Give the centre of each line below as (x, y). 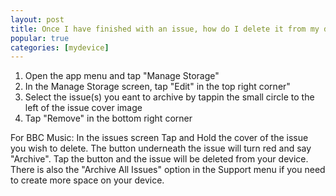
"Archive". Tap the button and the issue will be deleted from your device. (159, 159)
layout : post (37, 19)
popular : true (40, 38)
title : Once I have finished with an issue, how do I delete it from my (165, 29)
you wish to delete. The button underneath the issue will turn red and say (161, 148)
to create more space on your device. (87, 180)
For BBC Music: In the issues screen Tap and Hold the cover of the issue (159, 138)
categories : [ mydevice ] (60, 47)
